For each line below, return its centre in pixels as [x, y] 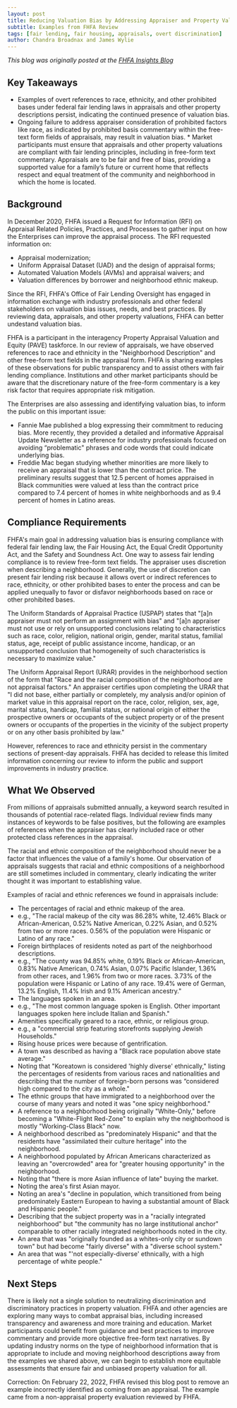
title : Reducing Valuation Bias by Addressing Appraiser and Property [113, 20]
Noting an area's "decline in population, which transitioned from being [119, 1194]
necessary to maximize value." [52, 658]
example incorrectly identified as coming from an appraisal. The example [114, 1390]
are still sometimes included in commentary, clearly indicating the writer [112, 874]
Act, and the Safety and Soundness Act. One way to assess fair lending [111, 554]
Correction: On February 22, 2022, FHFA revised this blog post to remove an [118, 1382]
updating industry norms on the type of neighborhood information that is [113, 1346]
